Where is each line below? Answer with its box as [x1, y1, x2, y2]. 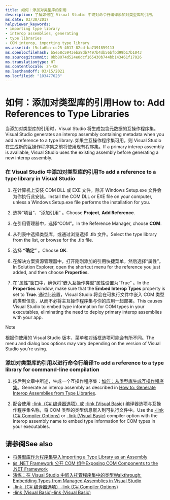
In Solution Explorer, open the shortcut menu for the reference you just [12, 264, 161, 270]
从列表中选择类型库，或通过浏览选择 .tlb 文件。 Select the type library [12, 231, 157, 238]
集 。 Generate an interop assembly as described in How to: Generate [12, 384, 156, 391]
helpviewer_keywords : [5, 21, 51, 27]
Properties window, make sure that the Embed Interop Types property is [12, 285, 165, 292]
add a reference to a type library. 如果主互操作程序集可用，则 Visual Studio [5, 137, 161, 143]
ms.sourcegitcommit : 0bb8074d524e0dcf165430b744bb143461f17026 [5, 54, 142, 60]
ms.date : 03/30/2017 [5, 17, 49, 22]
